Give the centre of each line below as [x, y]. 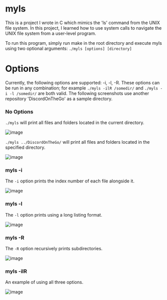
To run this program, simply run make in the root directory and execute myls [83, 43]
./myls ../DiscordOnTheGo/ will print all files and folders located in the [77, 142]
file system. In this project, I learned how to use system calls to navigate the [83, 28]
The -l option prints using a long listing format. [54, 215]
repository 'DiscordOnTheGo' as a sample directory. [59, 98]
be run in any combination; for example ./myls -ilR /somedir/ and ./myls [82, 88]
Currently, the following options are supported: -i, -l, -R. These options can [82, 82]
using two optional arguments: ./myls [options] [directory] [68, 48]
